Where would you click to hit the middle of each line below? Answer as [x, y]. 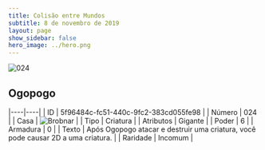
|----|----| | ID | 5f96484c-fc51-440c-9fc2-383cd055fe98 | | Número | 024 [133, 112]
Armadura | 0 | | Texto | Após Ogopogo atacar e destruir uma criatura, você [132, 129]
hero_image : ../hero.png [49, 45]
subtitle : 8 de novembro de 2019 [64, 23]
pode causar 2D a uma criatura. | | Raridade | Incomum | [101, 137]
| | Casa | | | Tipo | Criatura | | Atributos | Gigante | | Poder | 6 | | [131, 120]
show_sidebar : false [43, 38]
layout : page [30, 30]
